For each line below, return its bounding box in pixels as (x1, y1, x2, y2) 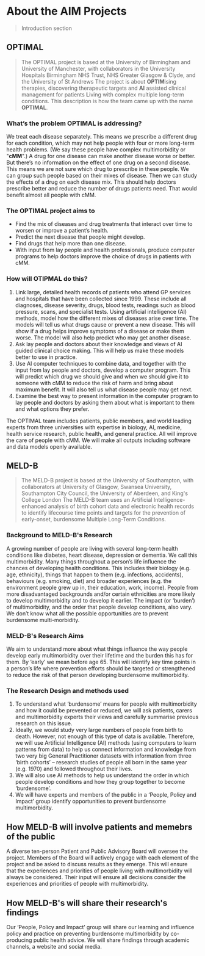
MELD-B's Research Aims (6, 631, 84, 640)
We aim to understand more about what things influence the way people (6, 645, 188, 653)
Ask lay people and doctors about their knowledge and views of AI (15, 340, 182, 347)
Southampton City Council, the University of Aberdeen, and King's (21, 490, 188, 497)
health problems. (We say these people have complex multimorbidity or (6, 146, 186, 153)
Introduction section (21, 24, 72, 32)
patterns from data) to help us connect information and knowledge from (15, 746, 196, 753)
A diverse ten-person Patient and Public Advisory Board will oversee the (6, 847, 188, 855)
